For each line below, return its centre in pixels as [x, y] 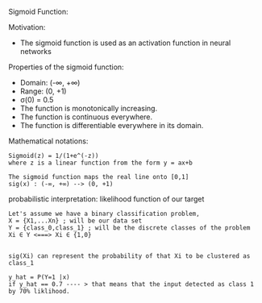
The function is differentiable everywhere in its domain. [112, 125]
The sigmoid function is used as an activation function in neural [125, 43]
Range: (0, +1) [43, 91]
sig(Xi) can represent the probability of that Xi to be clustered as [129, 256]
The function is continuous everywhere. [86, 117]
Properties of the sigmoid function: [66, 67]
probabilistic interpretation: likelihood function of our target [106, 199]
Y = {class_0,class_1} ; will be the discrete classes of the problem [129, 228]
